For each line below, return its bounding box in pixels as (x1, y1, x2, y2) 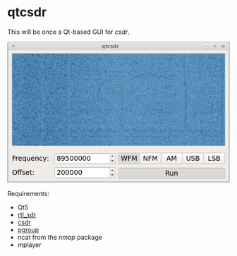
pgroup (17, 226, 39, 234)
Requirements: (7, 190, 49, 198)
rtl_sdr (17, 211, 37, 219)
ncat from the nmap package (17, 233, 102, 242)
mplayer (17, 240, 42, 249)
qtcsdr (7, 4, 47, 20)
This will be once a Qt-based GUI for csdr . (7, 28, 130, 36)
